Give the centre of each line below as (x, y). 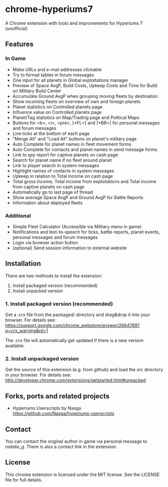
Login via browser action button (45, 242)
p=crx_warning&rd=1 (27, 331)
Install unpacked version (38, 291)
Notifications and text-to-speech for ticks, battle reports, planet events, (86, 232)
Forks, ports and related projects (57, 396)
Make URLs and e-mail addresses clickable (57, 69)
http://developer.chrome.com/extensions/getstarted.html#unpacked (76, 380)
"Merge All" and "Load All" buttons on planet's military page (74, 138)
